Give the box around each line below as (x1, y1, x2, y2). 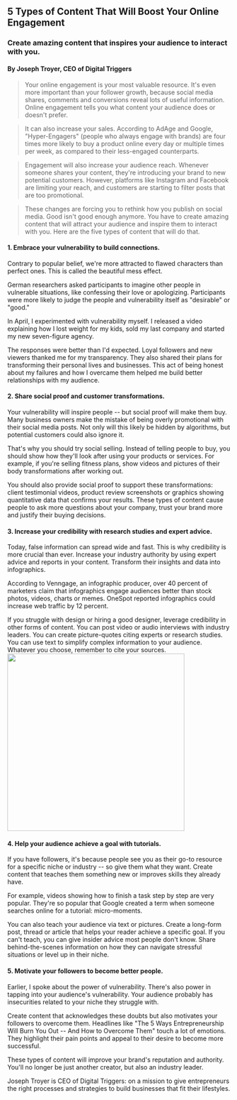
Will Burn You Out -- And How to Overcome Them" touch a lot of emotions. (7, 1026, 226, 1035)
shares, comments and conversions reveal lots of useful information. (24, 95, 225, 104)
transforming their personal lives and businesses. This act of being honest (7, 361, 224, 369)
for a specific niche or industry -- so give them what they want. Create (7, 862, 213, 871)
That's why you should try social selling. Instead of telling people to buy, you (7, 444, 231, 453)
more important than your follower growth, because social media (24, 88, 214, 97)
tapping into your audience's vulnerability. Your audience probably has (7, 990, 214, 999)
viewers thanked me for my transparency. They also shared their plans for (7, 353, 223, 361)
